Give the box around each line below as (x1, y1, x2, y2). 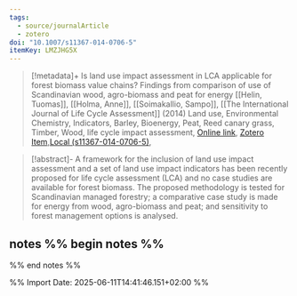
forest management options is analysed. (30, 211, 179, 221)
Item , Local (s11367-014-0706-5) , (30, 137, 152, 148)
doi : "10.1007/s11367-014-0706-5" (9, 37, 138, 47)
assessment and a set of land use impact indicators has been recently (30, 164, 288, 174)
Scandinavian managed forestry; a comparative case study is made (30, 192, 278, 203)
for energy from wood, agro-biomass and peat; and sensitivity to (30, 201, 269, 212)
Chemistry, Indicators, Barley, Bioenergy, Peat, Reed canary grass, (30, 117, 275, 129)
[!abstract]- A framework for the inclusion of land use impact (30, 154, 254, 164)
